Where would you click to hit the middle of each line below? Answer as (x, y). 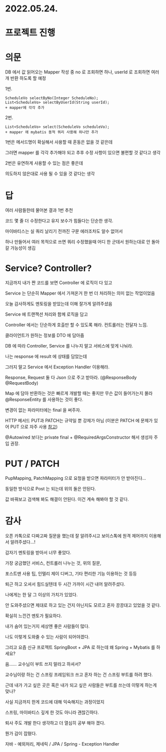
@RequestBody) (22, 383)
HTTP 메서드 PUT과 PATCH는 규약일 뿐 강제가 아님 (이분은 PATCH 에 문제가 (79, 421)
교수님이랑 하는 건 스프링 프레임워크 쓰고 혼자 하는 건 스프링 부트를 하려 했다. (79, 675)
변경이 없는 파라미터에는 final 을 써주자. (43, 410)
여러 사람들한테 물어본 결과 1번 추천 (39, 210)
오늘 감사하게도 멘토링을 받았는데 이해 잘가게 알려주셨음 (59, 304)
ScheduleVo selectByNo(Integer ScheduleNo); (52, 98)
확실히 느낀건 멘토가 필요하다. (34, 616)
